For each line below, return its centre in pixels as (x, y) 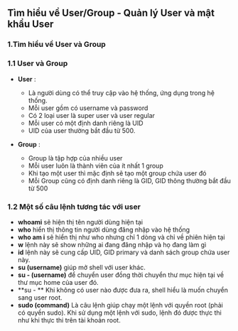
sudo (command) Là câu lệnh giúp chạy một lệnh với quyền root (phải (120, 305)
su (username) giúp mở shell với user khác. (81, 267)
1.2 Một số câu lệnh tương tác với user (74, 207)
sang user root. (40, 297)
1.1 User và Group (38, 63)
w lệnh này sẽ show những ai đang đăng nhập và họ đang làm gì (112, 244)
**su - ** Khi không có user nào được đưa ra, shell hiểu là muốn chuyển (123, 290)
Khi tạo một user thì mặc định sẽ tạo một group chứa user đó (117, 173)
